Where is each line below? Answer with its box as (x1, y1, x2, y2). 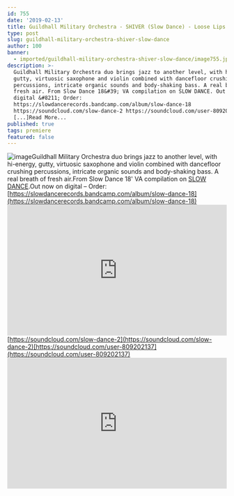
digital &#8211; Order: (13, 95, 82, 102)
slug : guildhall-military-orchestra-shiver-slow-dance (7, 36, 170, 43)
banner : (7, 50, 30, 57)
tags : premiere (7, 127, 52, 134)
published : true (7, 120, 54, 128)
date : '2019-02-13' (7, 17, 64, 24)
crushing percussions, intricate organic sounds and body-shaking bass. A (7, 167, 219, 176)
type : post (7, 29, 39, 37)
